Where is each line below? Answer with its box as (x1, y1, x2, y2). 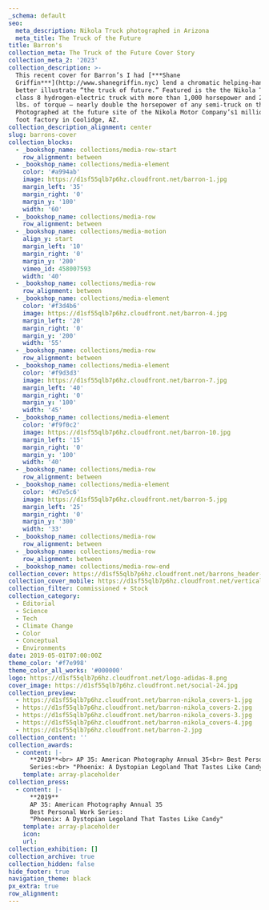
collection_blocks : (8, 138, 74, 146)
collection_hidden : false (8, 860, 94, 868)
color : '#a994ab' (22, 168, 81, 176)
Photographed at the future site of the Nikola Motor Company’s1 (15, 109, 239, 117)
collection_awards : (8, 741, 74, 749)
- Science (15, 607, 48, 615)
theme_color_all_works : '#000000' (8, 666, 124, 675)
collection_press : (8, 778, 70, 786)
